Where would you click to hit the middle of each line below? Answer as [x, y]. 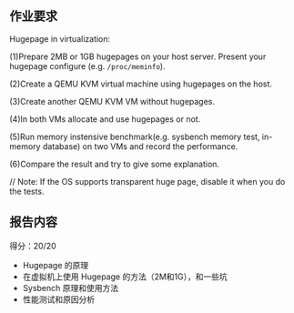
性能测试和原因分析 [59, 299]
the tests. [27, 191]
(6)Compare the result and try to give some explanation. [115, 164]
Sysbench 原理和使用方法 [71, 288]
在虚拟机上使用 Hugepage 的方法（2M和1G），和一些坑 [125, 277]
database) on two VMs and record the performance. [140, 146]
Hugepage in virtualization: [60, 38]
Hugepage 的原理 [56, 265]
